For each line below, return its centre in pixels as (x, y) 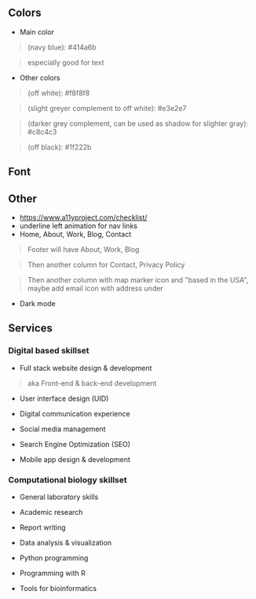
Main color (37, 31)
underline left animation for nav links (78, 226)
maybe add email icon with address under (95, 288)
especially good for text (66, 62)
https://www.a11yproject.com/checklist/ (83, 218)
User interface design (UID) (64, 398)
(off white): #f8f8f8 (59, 93)
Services (31, 329)
